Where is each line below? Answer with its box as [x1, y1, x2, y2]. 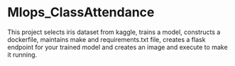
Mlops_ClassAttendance [7, 4, 155, 21]
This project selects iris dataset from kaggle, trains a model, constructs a [7, 28, 221, 36]
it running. [7, 50, 38, 59]
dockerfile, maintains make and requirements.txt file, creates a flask [7, 35, 206, 43]
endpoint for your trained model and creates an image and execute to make [7, 43, 229, 51]
